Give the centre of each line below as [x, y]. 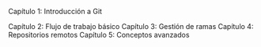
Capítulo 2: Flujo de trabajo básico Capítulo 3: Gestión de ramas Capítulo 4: [131, 26]
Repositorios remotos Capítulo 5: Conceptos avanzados [99, 35]
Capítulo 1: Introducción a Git [55, 11]
